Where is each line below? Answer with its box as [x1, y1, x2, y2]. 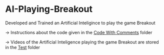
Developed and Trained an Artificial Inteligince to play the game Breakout [5, 20, 156, 26]
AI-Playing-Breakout [5, 3, 92, 15]
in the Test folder [5, 44, 40, 50]
